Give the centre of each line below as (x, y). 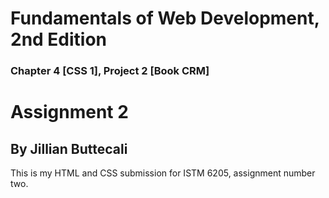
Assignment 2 (69, 112)
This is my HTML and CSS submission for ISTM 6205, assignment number (163, 173)
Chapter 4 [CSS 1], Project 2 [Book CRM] (110, 71)
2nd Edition (59, 39)
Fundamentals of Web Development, (165, 18)
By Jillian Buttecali (69, 148)
